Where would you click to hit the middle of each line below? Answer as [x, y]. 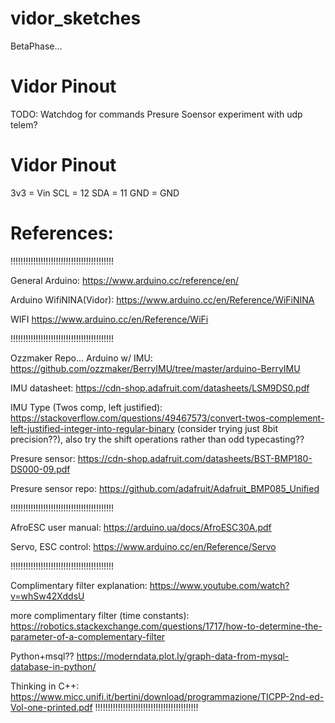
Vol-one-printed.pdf [51, 707]
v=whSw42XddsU [47, 596]
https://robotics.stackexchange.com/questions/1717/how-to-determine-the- [166, 626]
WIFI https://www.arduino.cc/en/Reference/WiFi [109, 319]
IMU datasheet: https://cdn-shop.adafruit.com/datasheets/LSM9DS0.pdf [160, 388]
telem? [24, 124]
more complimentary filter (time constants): [100, 615]
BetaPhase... [36, 46]
